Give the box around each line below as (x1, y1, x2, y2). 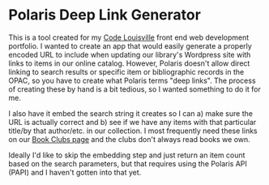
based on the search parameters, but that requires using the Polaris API (8, 158, 247, 168)
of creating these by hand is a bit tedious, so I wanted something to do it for (8, 84, 262, 94)
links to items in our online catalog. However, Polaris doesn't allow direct (8, 58, 250, 68)
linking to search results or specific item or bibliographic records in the (8, 67, 245, 76)
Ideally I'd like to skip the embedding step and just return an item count (8, 150, 246, 160)
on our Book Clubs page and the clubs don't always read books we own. (8, 134, 251, 144)
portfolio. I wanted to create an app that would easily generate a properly (8, 41, 253, 50)
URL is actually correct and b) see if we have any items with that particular (8, 117, 257, 127)
